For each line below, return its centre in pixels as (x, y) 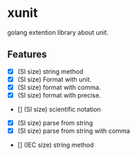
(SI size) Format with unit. (54, 79)
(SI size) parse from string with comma (74, 131)
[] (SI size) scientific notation (59, 109)
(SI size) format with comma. (59, 87)
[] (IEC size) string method (56, 145)
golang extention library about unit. (58, 32)
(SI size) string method (50, 71)
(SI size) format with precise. (59, 95)
